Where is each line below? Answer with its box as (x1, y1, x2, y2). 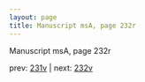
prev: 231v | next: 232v (9, 63, 93, 73)
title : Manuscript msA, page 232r (9, 21, 137, 30)
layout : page (9, 12, 57, 22)
